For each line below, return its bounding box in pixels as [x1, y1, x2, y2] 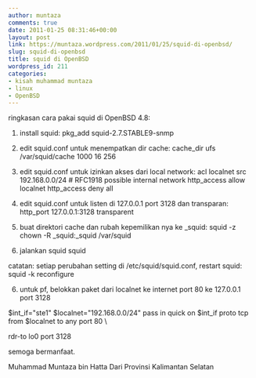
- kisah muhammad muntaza [8, 77, 92, 85]
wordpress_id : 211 [8, 63, 68, 71]
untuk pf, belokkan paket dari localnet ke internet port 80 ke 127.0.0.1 [19, 285, 241, 294]
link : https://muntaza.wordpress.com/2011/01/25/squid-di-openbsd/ [8, 41, 233, 49]
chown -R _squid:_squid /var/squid [19, 231, 132, 240]
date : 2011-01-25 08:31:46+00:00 [8, 26, 117, 34]
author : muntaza [8, 11, 61, 20]
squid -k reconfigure [8, 270, 74, 279]
